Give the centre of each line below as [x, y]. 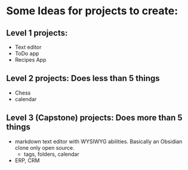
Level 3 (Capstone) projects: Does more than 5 [95, 118]
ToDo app [27, 53]
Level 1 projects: [37, 33]
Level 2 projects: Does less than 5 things [83, 78]
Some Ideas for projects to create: [92, 11]
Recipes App [30, 60]
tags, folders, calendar [51, 154]
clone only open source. [44, 147]
